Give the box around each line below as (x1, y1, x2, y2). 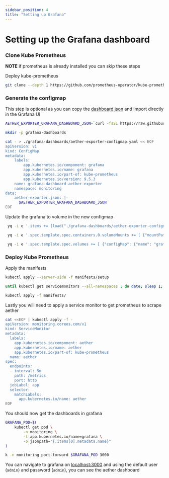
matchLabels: (14, 392, 42, 397)
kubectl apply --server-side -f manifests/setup (5, 275, 109, 280)
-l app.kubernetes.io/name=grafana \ (23, 434, 102, 439)
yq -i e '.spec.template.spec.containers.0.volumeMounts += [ (7, 232, 141, 237)
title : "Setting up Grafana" (5, 12, 66, 17)
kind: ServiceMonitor (5, 327, 51, 332)
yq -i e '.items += (7, 223, 49, 229)
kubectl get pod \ (14, 425, 53, 430)
